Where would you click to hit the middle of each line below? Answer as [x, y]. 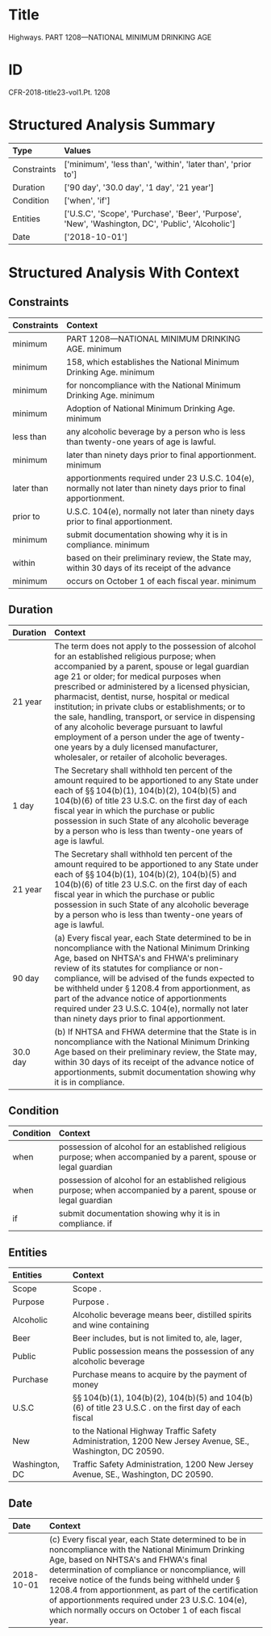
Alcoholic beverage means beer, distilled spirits [162, 1315]
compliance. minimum [108, 544]
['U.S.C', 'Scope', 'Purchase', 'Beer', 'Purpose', [153, 213]
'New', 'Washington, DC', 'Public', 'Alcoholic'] [150, 224]
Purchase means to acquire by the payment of [160, 1374]
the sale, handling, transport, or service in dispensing [155, 716]
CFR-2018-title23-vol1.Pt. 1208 [59, 92]
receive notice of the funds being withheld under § [144, 1580]
